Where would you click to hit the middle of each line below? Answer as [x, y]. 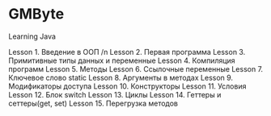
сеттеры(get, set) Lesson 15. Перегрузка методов [93, 103]
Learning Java [32, 36]
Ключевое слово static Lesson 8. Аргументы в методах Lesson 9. [121, 77]
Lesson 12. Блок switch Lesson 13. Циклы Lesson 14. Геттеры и [115, 94]
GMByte [36, 14]
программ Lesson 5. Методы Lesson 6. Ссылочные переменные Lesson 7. [136, 68]
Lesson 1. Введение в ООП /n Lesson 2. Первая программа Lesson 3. [127, 52]
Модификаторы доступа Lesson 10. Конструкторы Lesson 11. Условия [127, 86]
